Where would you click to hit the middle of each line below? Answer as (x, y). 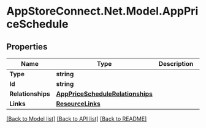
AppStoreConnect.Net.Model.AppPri (102, 11)
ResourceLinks (78, 104)
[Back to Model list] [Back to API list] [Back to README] (77, 119)
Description (176, 64)
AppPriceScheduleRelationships (105, 94)
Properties (27, 47)
